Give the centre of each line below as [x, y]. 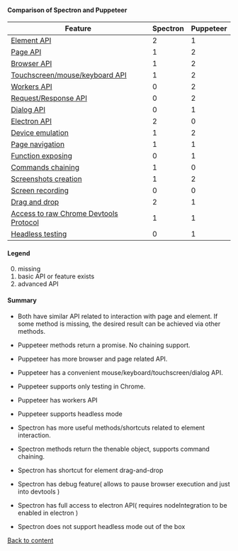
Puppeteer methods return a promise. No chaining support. [104, 345]
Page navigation [38, 144]
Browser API [32, 64]
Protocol [25, 222]
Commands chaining [45, 168]
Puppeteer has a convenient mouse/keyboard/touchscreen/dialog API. [120, 372]
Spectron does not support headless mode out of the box [101, 526]
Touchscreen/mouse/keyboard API [69, 75]
